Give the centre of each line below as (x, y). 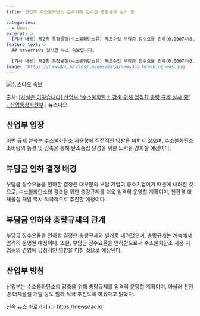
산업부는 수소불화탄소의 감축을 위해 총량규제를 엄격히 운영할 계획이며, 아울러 (94, 286)
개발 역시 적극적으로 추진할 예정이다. (64, 199)
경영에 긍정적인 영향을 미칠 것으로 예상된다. (72, 250)
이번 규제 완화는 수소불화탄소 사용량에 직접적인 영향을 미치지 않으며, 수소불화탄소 (100, 140)
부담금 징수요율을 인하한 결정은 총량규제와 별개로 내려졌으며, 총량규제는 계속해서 (99, 235)
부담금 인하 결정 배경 (41, 169)
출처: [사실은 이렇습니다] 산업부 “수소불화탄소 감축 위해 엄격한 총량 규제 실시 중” (98, 97)
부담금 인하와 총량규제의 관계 (56, 220)
